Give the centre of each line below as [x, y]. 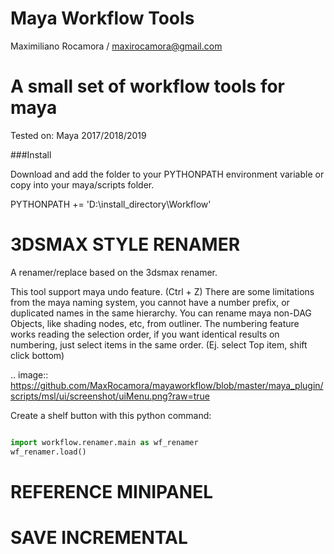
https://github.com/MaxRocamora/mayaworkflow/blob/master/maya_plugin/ [167, 385]
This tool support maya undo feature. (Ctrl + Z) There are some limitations [162, 291]
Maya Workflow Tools [102, 18]
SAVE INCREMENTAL [99, 537]
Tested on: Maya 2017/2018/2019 [78, 135]
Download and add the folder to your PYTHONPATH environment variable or [167, 174]
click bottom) [37, 355]
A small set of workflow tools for [147, 86]
